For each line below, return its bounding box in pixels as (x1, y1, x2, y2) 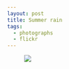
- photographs (13, 29, 53, 37)
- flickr (13, 36, 38, 43)
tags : (7, 23, 23, 30)
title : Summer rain (7, 17, 63, 23)
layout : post (7, 10, 44, 17)
